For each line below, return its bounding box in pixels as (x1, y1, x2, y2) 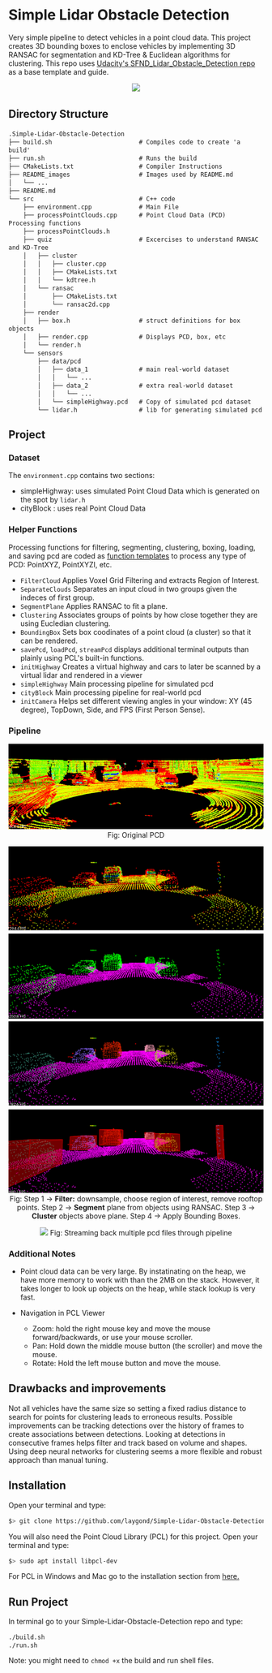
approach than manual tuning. (8, 1455, 108, 1464)
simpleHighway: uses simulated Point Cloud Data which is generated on (19, 486, 261, 496)
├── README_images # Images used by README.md (8, 170, 233, 179)
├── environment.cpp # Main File (23, 203, 180, 211)
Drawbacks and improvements (8, 1382, 167, 1395)
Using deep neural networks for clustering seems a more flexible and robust (8, 1447, 262, 1456)
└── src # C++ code (8, 195, 176, 203)
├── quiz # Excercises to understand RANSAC (23, 235, 259, 244)
